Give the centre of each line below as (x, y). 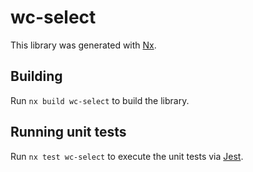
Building (36, 76)
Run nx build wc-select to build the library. (100, 100)
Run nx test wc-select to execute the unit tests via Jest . (127, 156)
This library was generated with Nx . (83, 45)
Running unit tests (68, 132)
